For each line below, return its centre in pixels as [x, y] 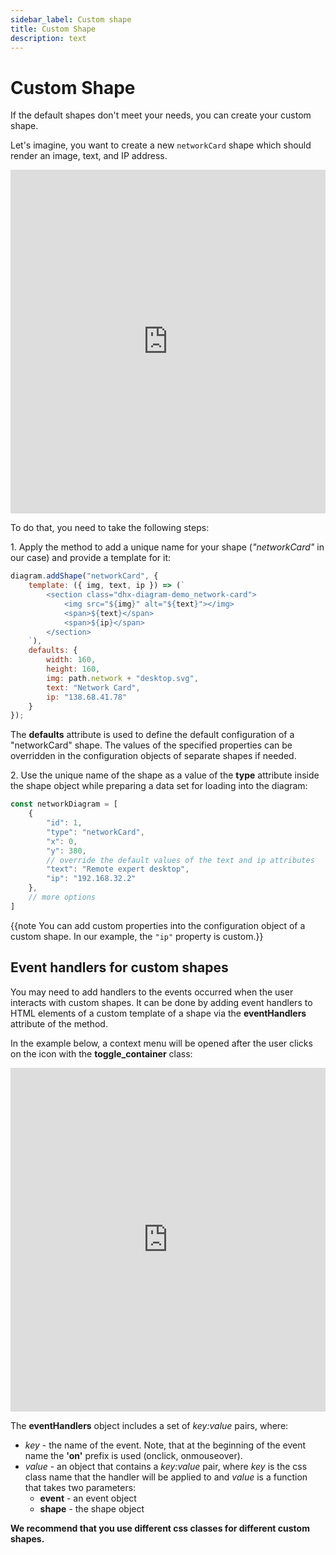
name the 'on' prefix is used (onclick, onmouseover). [133, 1455]
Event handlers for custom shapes [119, 967]
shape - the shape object [92, 1508]
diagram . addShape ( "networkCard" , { [84, 576]
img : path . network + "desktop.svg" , [122, 678]
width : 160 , [71, 660]
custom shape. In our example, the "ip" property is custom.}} [137, 936]
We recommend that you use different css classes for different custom [160, 1528]
